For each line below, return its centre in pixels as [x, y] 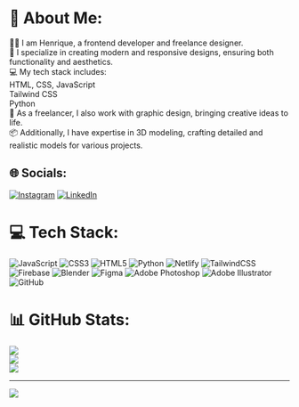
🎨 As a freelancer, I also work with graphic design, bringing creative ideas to [149, 113]
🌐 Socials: [38, 173]
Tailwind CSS [33, 94]
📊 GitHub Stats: [70, 319]
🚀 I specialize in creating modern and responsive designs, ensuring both [141, 52]
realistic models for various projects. [76, 145]
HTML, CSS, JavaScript [53, 85]
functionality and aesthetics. [61, 61]
